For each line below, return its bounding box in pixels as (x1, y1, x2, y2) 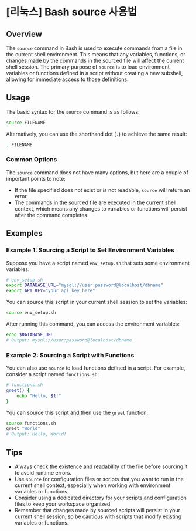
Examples (6, 228, 43, 238)
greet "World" (6, 426, 41, 432)
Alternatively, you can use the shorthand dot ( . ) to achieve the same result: (6, 130, 187, 137)
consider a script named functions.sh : (6, 371, 99, 378)
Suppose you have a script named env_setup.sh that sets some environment (6, 259, 190, 266)
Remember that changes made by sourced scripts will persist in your (14, 507, 180, 514)
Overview (6, 29, 43, 39)
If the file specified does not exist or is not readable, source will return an (14, 186, 190, 194)
